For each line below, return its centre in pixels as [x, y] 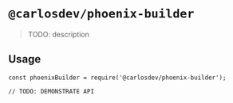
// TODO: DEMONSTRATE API [51, 91]
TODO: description [59, 34]
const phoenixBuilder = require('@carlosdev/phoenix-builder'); [117, 78]
